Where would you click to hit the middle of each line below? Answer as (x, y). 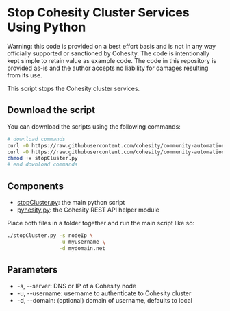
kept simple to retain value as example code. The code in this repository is (112, 60)
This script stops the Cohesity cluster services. (74, 88)
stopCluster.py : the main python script (71, 202)
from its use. (25, 75)
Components (35, 186)
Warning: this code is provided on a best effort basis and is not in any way (112, 46)
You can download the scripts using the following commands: (94, 126)
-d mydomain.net (82, 248)
